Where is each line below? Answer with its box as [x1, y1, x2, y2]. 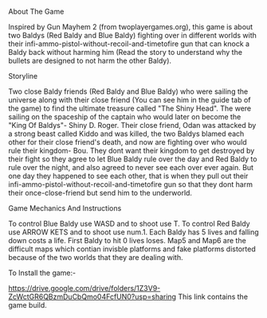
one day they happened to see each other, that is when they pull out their [8, 171, 249, 180]
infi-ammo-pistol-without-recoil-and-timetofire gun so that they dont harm [8, 180, 253, 189]
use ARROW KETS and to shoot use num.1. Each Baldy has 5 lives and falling [8, 227, 259, 237]
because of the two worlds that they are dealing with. [8, 253, 183, 262]
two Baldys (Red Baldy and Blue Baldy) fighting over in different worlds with [8, 31, 257, 40]
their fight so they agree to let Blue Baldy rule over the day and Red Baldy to [8, 154, 257, 164]
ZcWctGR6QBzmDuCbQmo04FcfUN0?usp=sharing [8, 292, 177, 301]
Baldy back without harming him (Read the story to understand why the [8, 48, 243, 56]
